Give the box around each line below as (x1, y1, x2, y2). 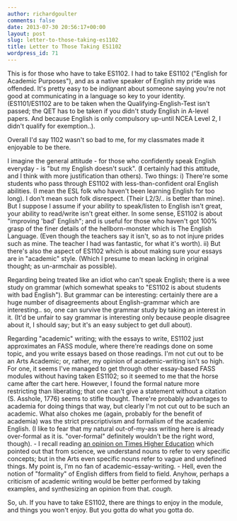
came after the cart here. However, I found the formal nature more (7, 379, 200, 387)
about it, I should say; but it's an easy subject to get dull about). (7, 320, 192, 329)
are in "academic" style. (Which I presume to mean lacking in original (7, 254, 209, 262)
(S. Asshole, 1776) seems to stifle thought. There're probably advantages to (7, 394, 228, 403)
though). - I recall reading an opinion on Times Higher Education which (7, 439, 214, 447)
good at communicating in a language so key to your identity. (7, 91, 185, 100)
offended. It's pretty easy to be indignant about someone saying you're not (7, 84, 226, 93)
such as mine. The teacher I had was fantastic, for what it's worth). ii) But (7, 239, 221, 247)
